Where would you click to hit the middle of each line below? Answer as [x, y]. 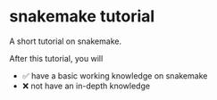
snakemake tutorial [82, 17]
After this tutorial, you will [56, 58]
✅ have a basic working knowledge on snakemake [115, 75]
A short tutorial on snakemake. [66, 41]
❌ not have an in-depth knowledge [86, 86]
